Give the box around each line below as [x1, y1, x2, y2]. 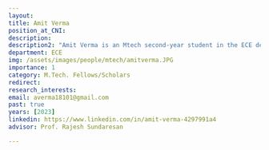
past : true [8, 101, 45, 109]
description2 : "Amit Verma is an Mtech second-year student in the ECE [8, 41, 252, 49]
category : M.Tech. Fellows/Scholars [8, 71, 130, 79]
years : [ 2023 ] [8, 109, 56, 116]
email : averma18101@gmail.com [8, 93, 110, 101]
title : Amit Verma [8, 19, 70, 27]
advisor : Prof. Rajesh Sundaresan [8, 123, 124, 131]
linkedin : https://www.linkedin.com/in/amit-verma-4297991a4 [8, 116, 217, 124]
